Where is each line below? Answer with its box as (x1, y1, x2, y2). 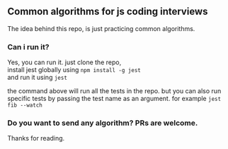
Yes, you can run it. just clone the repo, (7, 58, 122, 66)
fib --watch (7, 102, 42, 109)
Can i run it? (7, 42, 50, 52)
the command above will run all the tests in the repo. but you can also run (7, 87, 222, 95)
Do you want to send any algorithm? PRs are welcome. (7, 118, 198, 128)
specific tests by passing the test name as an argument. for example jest (7, 95, 222, 103)
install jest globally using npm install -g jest (7, 66, 142, 74)
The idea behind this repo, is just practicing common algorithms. (7, 24, 195, 32)
